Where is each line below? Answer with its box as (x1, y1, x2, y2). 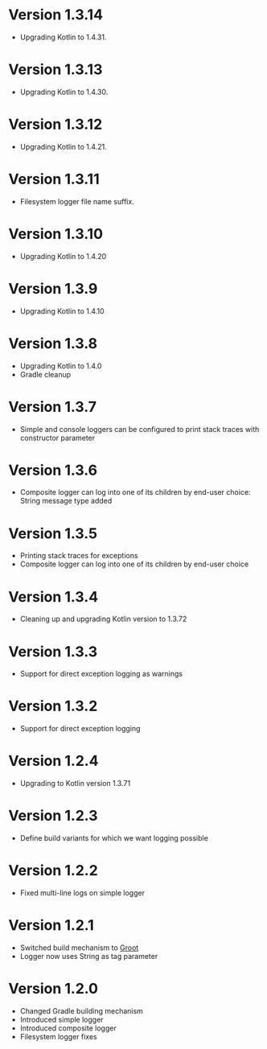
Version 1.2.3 (8, 807, 98, 825)
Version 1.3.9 (8, 279, 98, 298)
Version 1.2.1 (8, 916, 94, 935)
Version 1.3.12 (8, 115, 103, 134)
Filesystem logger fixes (19, 1031, 98, 1041)
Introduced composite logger (19, 1023, 117, 1033)
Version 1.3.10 (8, 224, 103, 243)
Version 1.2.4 (8, 752, 99, 770)
